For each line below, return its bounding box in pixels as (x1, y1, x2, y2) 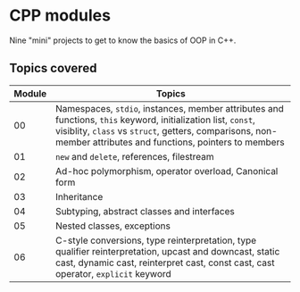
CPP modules (9, 5, 112, 26)
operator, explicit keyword (54, 267, 171, 279)
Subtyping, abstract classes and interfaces (54, 204, 235, 217)
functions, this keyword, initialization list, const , (54, 113, 256, 126)
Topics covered (9, 61, 97, 76)
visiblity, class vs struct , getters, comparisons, (54, 124, 254, 137)
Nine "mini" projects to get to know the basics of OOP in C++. (9, 35, 237, 46)
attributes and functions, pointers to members (92, 136, 285, 148)
